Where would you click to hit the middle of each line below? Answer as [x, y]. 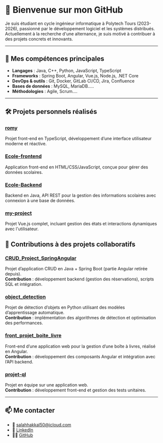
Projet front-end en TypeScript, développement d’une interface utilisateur [78, 139]
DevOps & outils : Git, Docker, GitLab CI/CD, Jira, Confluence [73, 81]
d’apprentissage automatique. [35, 313]
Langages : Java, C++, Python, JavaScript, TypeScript [66, 71]
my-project [18, 213]
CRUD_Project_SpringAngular [41, 258]
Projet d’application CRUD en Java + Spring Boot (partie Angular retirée [76, 269]
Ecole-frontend [24, 156]
